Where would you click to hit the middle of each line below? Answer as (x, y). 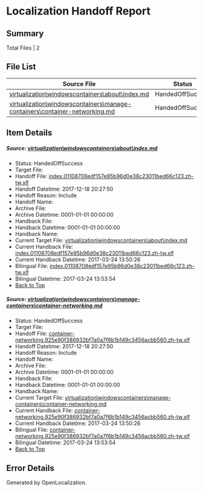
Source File (79, 84)
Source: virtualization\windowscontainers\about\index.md (82, 148)
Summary (25, 34)
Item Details (29, 133)
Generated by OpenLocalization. (47, 482)
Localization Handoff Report (79, 11)
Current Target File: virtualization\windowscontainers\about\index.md (101, 240)
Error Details (30, 468)
